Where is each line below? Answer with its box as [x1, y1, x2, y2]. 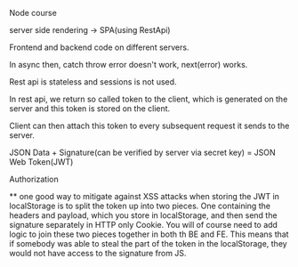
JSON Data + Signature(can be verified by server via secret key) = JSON [9, 147, 276, 158]
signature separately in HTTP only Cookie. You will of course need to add [9, 220, 278, 230]
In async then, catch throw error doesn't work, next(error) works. [9, 60, 248, 69]
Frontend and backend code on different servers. [9, 42, 189, 53]
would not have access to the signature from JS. [9, 248, 187, 258]
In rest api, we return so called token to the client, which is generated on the [9, 93, 288, 104]
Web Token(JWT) [9, 157, 74, 167]
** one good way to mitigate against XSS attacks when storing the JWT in [9, 191, 280, 201]
